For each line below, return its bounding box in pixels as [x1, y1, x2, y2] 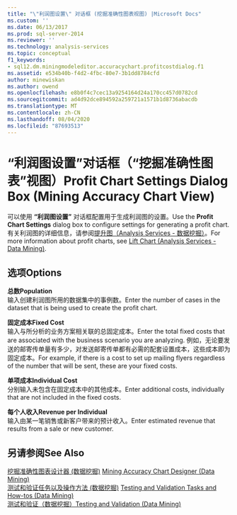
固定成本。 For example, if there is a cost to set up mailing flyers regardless [7, 353, 225, 362]
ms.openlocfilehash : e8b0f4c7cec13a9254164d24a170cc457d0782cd [7, 89, 198, 96]
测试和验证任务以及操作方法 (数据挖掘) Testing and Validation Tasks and [7, 483, 217, 492]
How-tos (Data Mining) [7, 492, 74, 500]
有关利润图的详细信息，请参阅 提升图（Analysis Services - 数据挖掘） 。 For [7, 229, 221, 237]
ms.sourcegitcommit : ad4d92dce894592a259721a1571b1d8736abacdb [7, 96, 198, 103]
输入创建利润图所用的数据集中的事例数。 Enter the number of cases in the [7, 295, 221, 305]
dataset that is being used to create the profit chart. [7, 304, 158, 312]
